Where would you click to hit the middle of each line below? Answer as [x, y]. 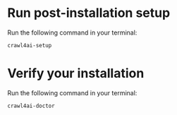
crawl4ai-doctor [31, 106]
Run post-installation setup [89, 13]
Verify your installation [76, 74]
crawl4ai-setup [30, 45]
